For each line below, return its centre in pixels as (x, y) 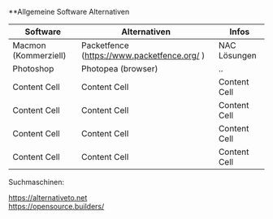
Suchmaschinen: (37, 182)
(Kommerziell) (39, 56)
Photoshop (33, 69)
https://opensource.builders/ (56, 206)
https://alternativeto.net (48, 198)
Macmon (29, 45)
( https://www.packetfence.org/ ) (143, 56)
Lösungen (238, 56)
